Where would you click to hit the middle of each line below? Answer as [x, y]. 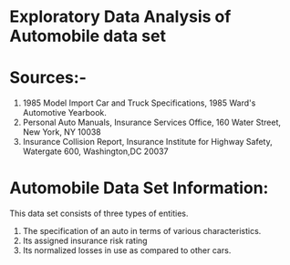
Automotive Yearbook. [65, 113]
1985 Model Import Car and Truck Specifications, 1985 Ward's [139, 103]
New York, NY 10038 [62, 132]
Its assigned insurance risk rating [85, 241]
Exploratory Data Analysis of [120, 17]
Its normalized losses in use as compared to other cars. [127, 250]
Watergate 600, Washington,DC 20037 [95, 151]
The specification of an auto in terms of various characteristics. [142, 231]
